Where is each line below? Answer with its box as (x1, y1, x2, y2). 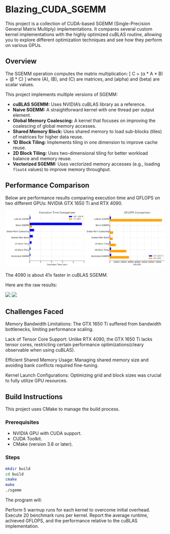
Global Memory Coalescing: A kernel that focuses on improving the (12, 117, 156, 124)
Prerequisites (5, 419, 39, 426)
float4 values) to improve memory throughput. (12, 166, 111, 172)
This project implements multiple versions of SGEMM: (5, 91, 118, 98)
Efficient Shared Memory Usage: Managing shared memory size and (5, 357, 149, 363)
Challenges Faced (5, 307, 64, 316)
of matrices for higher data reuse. (12, 134, 83, 140)
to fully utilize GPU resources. (5, 378, 68, 384)
